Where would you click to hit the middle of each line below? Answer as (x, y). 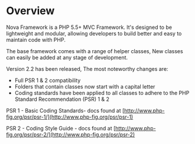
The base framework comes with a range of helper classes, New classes (95, 51)
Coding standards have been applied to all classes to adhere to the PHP (102, 93)
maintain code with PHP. (36, 40)
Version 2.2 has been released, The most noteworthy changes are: (87, 68)
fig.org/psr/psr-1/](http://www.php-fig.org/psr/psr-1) (70, 117)
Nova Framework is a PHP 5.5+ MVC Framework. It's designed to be (89, 27)
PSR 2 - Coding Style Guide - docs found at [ (61, 128)
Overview (30, 11)
